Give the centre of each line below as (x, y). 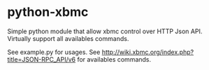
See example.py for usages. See (54, 52)
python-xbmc (48, 12)
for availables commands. (114, 59)
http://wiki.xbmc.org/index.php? (148, 52)
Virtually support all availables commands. (68, 38)
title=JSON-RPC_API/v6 (41, 59)
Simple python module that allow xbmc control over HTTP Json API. (105, 31)
